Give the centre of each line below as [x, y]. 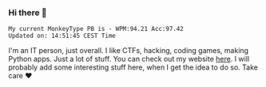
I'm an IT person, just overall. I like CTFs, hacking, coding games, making [129, 51]
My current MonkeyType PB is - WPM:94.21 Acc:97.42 [96, 29]
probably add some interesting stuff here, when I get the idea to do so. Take [133, 67]
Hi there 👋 [28, 13]
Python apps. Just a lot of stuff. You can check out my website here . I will [129, 59]
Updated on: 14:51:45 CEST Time [62, 36]
